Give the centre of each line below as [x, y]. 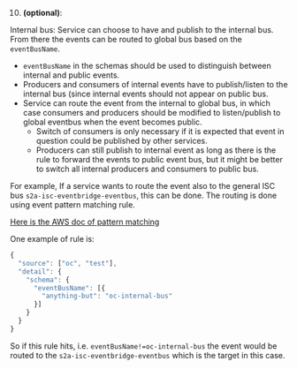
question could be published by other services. [122, 141]
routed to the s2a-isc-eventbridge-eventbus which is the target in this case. [148, 355]
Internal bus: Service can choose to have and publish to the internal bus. [142, 30]
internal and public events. [71, 75]
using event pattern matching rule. [72, 205]
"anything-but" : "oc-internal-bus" [107, 296]
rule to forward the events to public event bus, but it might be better [160, 159]
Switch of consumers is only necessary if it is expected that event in [160, 131]
